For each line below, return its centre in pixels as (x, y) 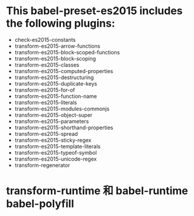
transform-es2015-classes (47, 65)
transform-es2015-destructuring (54, 77)
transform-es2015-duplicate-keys (56, 83)
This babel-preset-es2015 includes (95, 11)
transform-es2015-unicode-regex (56, 159)
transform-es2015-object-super (54, 115)
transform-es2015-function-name (56, 96)
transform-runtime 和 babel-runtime (97, 191)
